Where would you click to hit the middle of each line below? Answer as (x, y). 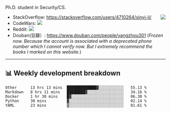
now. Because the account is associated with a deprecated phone (82, 41)
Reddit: (20, 29)
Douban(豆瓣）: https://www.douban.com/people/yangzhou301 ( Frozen (88, 35)
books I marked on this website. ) (47, 52)
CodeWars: (24, 23)
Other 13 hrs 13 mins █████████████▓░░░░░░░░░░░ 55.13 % (76, 88)
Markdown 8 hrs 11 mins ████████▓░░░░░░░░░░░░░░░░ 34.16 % (76, 92)
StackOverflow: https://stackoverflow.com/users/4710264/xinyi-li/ (82, 17)
